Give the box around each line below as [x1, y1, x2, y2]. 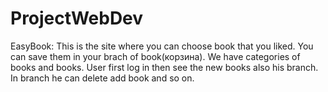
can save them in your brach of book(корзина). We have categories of [10, 50, 301, 62]
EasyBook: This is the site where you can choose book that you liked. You [10, 40, 314, 52]
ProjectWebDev [10, 7, 144, 30]
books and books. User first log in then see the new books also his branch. [10, 61, 319, 73]
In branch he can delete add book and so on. [10, 72, 195, 84]
